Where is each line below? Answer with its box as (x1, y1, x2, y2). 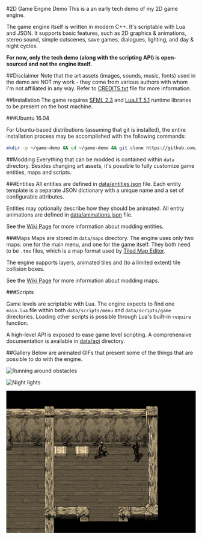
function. (6, 319, 29, 327)
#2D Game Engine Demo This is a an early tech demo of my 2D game (6, 5, 179, 12)
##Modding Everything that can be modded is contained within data (6, 156, 175, 163)
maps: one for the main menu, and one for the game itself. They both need (6, 241, 191, 248)
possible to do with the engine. (6, 355, 83, 363)
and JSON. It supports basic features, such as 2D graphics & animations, (6, 29, 187, 37)
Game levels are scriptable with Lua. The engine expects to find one (6, 300, 175, 307)
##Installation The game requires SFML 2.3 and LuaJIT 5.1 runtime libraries (6, 96, 192, 103)
